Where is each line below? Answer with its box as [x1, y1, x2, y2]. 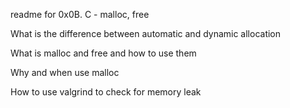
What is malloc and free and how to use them [10, 47, 197, 59]
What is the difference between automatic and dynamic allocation [10, 28, 282, 39]
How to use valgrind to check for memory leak [10, 86, 202, 98]
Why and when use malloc [10, 67, 120, 78]
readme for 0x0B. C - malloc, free [10, 9, 150, 20]
